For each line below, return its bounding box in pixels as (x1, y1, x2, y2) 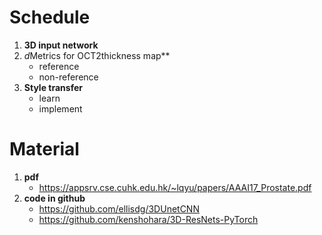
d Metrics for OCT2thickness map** (23, 49, 171, 61)
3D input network (23, 39, 99, 51)
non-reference (38, 71, 99, 83)
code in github (23, 192, 86, 204)
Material (9, 138, 80, 161)
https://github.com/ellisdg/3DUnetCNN (38, 202, 200, 215)
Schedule (9, 6, 91, 29)
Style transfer (23, 81, 83, 93)
